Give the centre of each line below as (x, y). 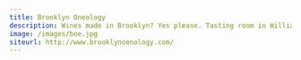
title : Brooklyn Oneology (57, 17)
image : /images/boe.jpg (54, 34)
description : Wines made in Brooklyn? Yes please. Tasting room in (138, 26)
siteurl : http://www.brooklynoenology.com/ (92, 42)
